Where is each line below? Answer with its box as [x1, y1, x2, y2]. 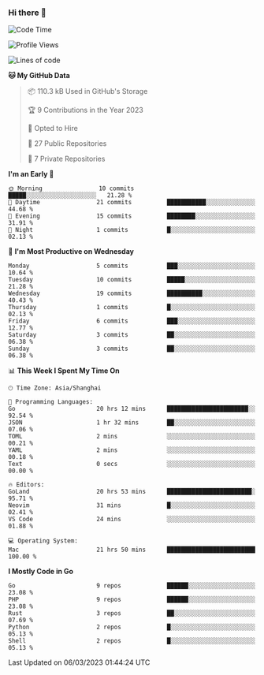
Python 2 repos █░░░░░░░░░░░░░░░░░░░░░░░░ [8, 623, 256, 632]
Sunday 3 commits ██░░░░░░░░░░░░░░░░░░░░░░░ [8, 345, 256, 353]
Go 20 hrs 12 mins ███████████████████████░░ [8, 405, 256, 413]
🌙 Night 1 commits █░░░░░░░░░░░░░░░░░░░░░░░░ [8, 226, 256, 234]
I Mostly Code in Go [8, 567, 73, 576]
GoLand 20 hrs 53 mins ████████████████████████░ [8, 488, 256, 496]
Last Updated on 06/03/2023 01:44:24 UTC [8, 658, 151, 667]
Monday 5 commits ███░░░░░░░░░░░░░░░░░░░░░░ [8, 262, 256, 270]
